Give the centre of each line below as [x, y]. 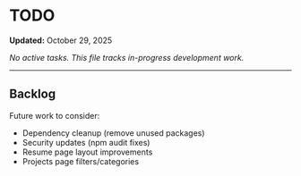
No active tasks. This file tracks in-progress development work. [127, 57]
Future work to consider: [55, 115]
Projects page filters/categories [81, 161]
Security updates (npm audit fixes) [86, 142]
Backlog [33, 94]
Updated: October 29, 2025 [61, 40]
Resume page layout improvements [87, 152]
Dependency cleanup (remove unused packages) [113, 133]
